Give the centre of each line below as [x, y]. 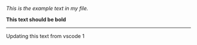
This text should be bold [36, 19]
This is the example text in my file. [47, 8]
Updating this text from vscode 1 [45, 36]
